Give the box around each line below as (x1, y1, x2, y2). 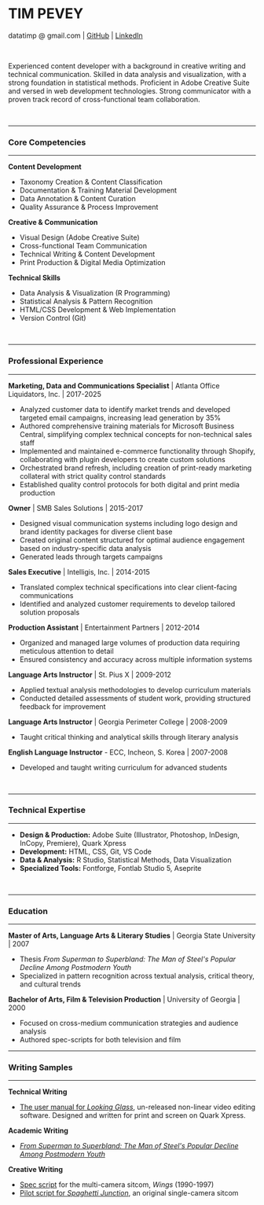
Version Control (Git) (19, 314, 86, 323)
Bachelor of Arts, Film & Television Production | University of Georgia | (8, 995, 241, 1005)
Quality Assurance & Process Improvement (19, 202, 159, 212)
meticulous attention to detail (19, 646, 114, 656)
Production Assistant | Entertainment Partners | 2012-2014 (8, 623, 200, 632)
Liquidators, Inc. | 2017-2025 (8, 389, 102, 399)
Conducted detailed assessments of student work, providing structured (19, 693, 251, 703)
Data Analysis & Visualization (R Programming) (19, 288, 170, 298)
